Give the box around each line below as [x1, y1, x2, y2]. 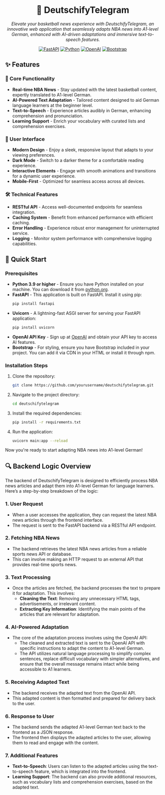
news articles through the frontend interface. [12, 517, 103, 523]
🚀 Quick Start [5, 255, 47, 263]
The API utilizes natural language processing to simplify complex [19, 651, 151, 657]
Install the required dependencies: [12, 410, 82, 416]
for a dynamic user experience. [12, 173, 76, 179]
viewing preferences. [12, 152, 56, 158]
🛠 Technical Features [5, 191, 58, 198]
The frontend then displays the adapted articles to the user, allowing [12, 735, 151, 741]
